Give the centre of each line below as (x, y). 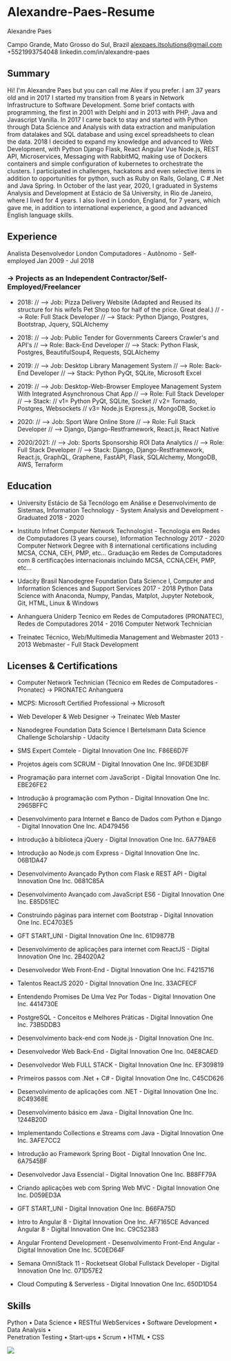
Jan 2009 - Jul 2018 (66, 260)
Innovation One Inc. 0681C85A (61, 881)
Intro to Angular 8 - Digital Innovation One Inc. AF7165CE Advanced (113, 1222)
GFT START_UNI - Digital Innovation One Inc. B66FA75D (96, 1208)
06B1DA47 (32, 860)
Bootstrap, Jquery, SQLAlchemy (63, 324)
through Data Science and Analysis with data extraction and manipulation (111, 127)
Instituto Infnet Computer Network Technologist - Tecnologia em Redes (119, 531)
